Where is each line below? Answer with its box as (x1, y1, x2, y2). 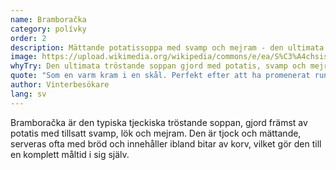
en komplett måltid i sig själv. (10, 148, 130, 160)
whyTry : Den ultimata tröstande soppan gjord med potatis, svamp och (10, 61, 307, 71)
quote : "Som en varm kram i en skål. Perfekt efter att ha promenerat (10, 71, 311, 81)
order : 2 (10, 33, 47, 43)
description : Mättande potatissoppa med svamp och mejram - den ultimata (10, 42, 325, 53)
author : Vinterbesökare (10, 80, 110, 90)
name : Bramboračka (10, 14, 87, 25)
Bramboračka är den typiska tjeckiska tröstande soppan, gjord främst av (10, 116, 308, 128)
